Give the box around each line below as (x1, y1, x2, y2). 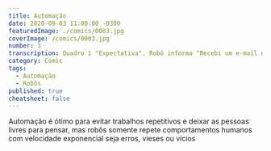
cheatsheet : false (8, 94, 70, 103)
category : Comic (8, 57, 63, 65)
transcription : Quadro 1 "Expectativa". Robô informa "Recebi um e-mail (8, 49, 258, 57)
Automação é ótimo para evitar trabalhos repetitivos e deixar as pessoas (8, 116, 250, 126)
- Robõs (15, 79, 42, 87)
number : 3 (8, 42, 42, 50)
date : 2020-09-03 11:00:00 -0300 (8, 19, 121, 27)
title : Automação (8, 11, 67, 20)
